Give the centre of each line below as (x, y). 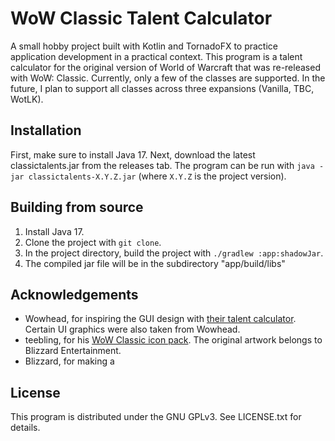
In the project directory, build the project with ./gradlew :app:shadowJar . (174, 253)
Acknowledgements (74, 294)
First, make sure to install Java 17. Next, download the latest (133, 154)
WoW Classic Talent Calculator (141, 18)
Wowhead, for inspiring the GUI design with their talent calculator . (160, 319)
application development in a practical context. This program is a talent (156, 56)
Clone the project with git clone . (93, 242)
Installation (46, 130)
